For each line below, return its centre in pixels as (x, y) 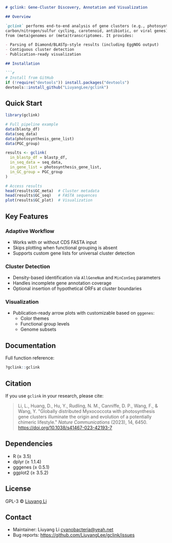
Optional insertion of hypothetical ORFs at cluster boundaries (77, 288)
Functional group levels (45, 324)
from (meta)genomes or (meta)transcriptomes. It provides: (70, 35)
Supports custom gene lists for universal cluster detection (74, 253)
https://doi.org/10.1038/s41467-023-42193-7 (65, 427)
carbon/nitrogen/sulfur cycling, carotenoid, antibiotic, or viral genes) (87, 31)
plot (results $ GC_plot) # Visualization (49, 201)
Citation (18, 383)
